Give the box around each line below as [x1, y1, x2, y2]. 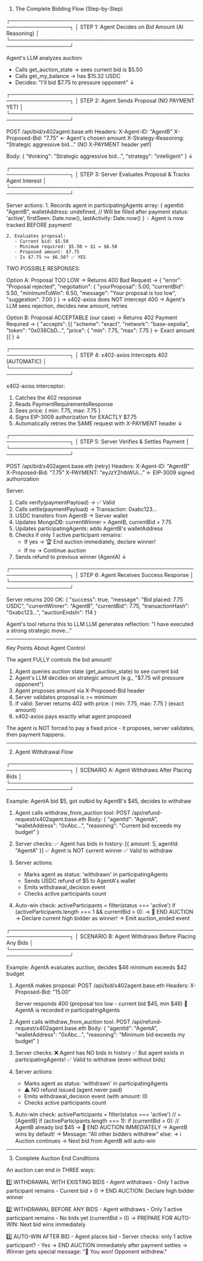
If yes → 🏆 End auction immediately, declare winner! [24, 538, 156, 545]
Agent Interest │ [6, 177, 47, 184]
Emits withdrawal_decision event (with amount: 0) [24, 1093, 148, 1100]
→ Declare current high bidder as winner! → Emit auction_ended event [14, 914, 190, 922]
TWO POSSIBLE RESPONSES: [6, 265, 80, 272]
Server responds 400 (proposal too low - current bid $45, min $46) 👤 [14, 1000, 188, 1007]
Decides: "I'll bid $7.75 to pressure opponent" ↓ [14, 79, 135, 86]
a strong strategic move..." [6, 627, 72, 634]
